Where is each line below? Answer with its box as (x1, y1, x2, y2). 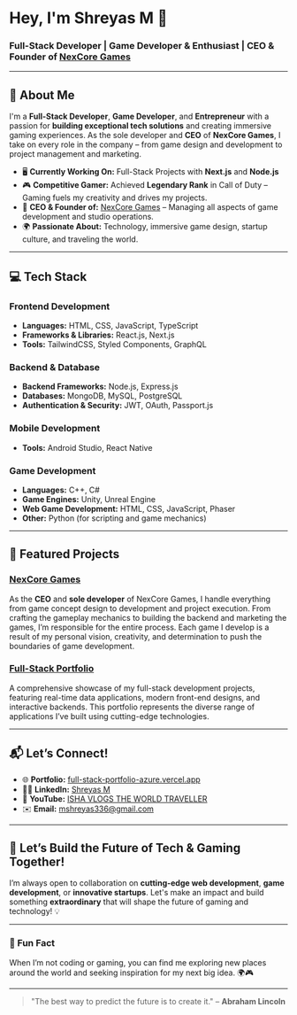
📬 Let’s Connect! (9, 746, 109, 761)
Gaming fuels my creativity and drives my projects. (21, 192, 208, 203)
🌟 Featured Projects (9, 546, 120, 562)
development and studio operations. (21, 212, 155, 222)
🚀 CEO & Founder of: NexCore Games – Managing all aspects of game (21, 202, 278, 213)
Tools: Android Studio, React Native (21, 442, 153, 453)
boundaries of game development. (9, 640, 135, 651)
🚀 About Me (9, 88, 75, 103)
